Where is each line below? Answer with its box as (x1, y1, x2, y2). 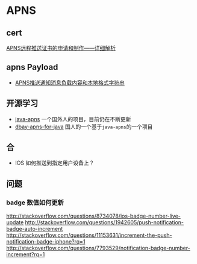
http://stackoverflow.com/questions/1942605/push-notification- (25, 219, 184, 226)
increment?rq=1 (6, 251, 45, 258)
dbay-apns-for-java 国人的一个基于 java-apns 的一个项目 (14, 123, 153, 130)
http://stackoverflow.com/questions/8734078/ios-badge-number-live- (6, 212, 181, 220)
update (6, 219, 24, 226)
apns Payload (6, 62, 58, 72)
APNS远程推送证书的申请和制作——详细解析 (6, 45, 116, 51)
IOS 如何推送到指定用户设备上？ (14, 159, 95, 166)
